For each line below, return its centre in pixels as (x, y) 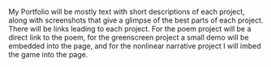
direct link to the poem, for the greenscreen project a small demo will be (129, 37)
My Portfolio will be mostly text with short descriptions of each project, (127, 12)
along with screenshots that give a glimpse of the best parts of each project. (136, 20)
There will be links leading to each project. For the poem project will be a (130, 29)
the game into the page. (48, 54)
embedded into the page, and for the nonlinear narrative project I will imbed (135, 46)
